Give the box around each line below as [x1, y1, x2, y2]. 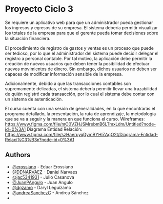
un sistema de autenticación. [5, 96, 63, 102]
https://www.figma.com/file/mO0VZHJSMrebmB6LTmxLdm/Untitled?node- [5, 121, 156, 127]
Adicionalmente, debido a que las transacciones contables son [5, 81, 131, 86]
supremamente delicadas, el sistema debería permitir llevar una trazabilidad [5, 85, 158, 91]
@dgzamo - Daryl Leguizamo [12, 184, 72, 190]
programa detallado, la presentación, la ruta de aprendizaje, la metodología [5, 111, 156, 117]
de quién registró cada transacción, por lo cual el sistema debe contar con [5, 91, 155, 97]
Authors [5, 151, 31, 159]
